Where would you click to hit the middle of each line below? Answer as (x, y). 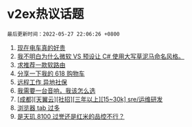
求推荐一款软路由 (41, 65)
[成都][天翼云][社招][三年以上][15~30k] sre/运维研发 (90, 99)
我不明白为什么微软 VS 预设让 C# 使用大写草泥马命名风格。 (101, 56)
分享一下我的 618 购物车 (51, 73)
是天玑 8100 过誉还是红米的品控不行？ (71, 116)
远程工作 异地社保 (42, 82)
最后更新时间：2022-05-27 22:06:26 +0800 (63, 34)
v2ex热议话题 (46, 14)
